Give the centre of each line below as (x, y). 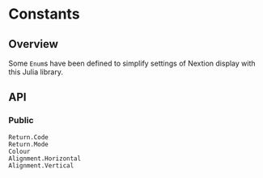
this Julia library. (36, 72)
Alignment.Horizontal (45, 159)
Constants (44, 14)
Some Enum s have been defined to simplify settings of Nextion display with (132, 63)
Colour (19, 151)
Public (21, 121)
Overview (34, 44)
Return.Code (28, 137)
